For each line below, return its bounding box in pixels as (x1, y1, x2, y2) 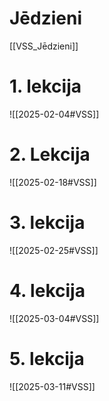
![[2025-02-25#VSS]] (9, 244, 99, 256)
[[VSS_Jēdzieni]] (9, 40, 79, 52)
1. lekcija (9, 75, 82, 98)
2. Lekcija (9, 143, 91, 166)
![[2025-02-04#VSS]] (9, 108, 100, 120)
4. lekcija (9, 279, 86, 302)
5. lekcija (9, 347, 85, 370)
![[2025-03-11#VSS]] (9, 380, 96, 392)
